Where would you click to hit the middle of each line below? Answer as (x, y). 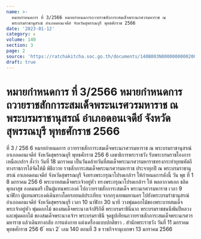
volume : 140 (21, 40)
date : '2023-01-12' (31, 29)
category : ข (21, 34)
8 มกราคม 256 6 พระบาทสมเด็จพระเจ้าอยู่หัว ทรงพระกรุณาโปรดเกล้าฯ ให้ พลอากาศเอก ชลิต (97, 182)
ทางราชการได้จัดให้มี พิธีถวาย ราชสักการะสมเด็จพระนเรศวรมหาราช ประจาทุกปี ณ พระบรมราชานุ (99, 168)
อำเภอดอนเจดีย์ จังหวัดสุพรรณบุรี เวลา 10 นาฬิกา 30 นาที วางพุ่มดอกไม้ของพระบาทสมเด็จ (95, 202)
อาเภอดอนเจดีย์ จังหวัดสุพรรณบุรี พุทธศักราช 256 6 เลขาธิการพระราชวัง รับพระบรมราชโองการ (99, 155)
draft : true (21, 62)
